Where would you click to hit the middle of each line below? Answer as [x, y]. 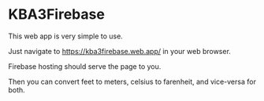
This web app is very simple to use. [66, 36]
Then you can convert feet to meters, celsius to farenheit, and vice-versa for [132, 81]
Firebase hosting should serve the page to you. [85, 66]
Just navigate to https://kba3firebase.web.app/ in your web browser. [119, 51]
